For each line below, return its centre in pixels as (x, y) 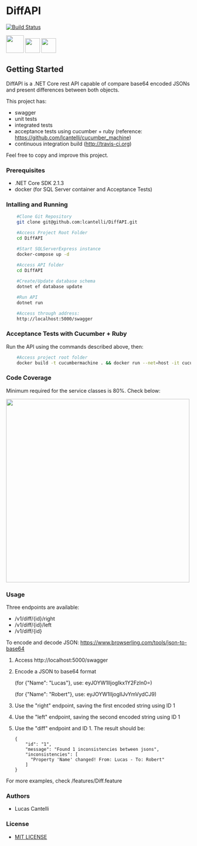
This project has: (26, 101)
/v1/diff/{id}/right (35, 619)
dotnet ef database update (50, 287)
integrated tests (33, 125)
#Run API (27, 297)
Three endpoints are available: (43, 607)
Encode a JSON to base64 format (55, 672)
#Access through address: (48, 313)
